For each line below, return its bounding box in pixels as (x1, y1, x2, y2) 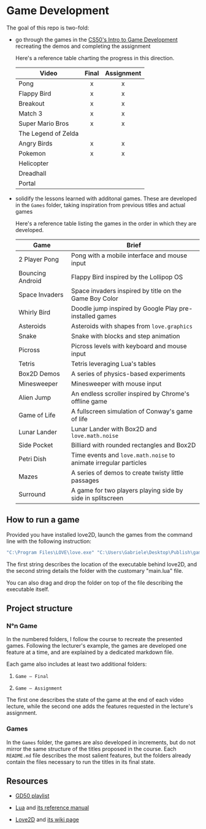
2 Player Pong (18, 255, 59, 263)
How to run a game (6, 515, 80, 525)
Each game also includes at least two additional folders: (6, 661, 147, 668)
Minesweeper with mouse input (71, 379, 162, 387)
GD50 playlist (15, 792, 50, 800)
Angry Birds (18, 139, 53, 147)
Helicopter (18, 159, 49, 168)
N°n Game (6, 621, 38, 630)
